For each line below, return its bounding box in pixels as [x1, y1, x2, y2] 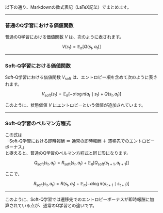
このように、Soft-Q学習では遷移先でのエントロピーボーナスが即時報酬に [5, 196, 150, 202]
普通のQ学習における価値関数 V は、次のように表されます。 [5, 34, 124, 40]
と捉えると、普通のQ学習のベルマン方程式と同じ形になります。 [5, 150, 131, 156]
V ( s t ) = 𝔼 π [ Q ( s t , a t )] [62, 44, 101, 51]
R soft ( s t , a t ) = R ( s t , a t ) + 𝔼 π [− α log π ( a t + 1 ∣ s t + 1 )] [33, 181, 130, 188]
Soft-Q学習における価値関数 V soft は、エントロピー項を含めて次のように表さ [5, 74, 158, 82]
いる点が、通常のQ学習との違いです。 [21, 202, 97, 208]
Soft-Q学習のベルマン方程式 [5, 120, 71, 127]
